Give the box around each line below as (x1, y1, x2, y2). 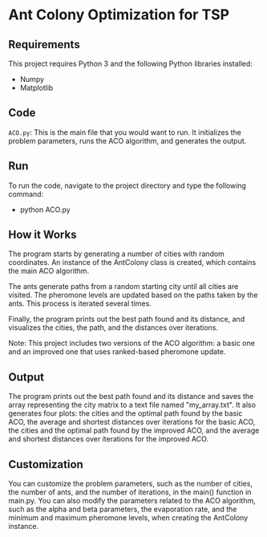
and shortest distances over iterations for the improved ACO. (8, 434, 209, 444)
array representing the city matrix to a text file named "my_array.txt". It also (8, 400, 257, 410)
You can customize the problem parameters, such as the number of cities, (8, 479, 253, 489)
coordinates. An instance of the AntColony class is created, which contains (8, 258, 257, 267)
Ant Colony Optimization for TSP (8, 6, 230, 24)
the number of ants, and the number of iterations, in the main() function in (8, 487, 252, 497)
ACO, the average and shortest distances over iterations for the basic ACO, (8, 417, 256, 427)
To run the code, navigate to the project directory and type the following (8, 181, 247, 190)
